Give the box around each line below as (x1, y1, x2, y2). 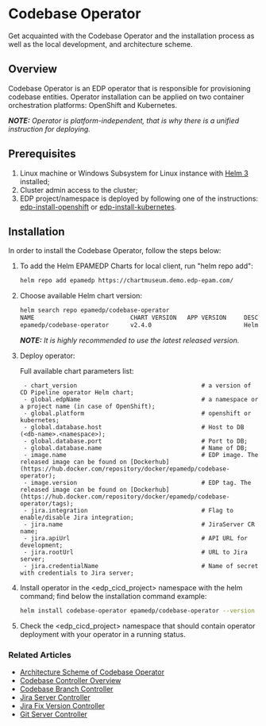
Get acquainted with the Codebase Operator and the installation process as (8, 31, 255, 40)
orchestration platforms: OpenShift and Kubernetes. (8, 100, 178, 109)
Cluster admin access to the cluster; (19, 185, 138, 194)
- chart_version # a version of (23, 382, 252, 390)
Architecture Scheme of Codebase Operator (19, 667, 165, 677)
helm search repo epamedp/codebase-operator (19, 306, 170, 314)
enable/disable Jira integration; (19, 513, 134, 521)
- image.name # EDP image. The (23, 451, 259, 459)
